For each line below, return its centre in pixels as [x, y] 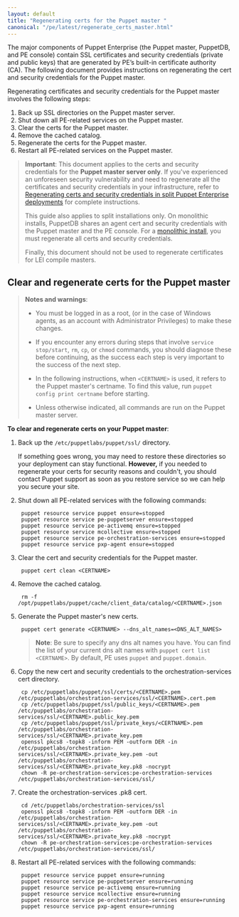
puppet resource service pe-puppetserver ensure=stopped [107, 520]
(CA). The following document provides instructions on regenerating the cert [119, 70]
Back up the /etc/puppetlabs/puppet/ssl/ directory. [94, 442]
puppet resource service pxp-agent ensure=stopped [97, 545]
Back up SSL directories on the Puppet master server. [96, 113]
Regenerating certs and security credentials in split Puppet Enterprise [127, 195]
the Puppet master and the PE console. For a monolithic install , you [123, 231]
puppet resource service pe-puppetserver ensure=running [107, 882]
